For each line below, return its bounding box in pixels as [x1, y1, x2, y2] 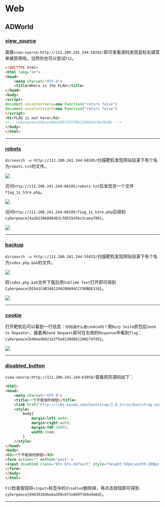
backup [5, 242, 24, 249]
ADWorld [5, 23, 33, 31]
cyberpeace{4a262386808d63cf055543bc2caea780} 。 [5, 215, 107, 221]
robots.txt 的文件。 [9, 163, 49, 169]
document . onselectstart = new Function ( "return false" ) [5, 106, 118, 111]
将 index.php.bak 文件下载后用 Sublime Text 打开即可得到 [5, 279, 116, 285]
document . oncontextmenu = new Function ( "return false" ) [5, 101, 118, 106]
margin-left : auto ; [31, 416, 69, 421]
